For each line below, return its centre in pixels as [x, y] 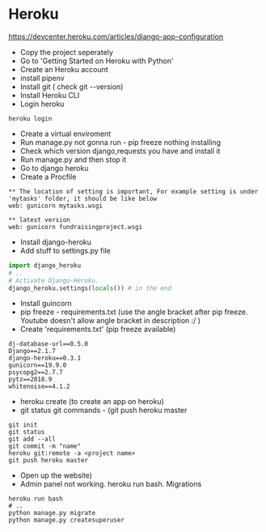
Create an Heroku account [64, 69]
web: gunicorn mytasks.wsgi [56, 206]
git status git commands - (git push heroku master [103, 411]
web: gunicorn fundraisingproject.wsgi [76, 227]
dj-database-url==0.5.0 [49, 344]
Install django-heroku [55, 242]
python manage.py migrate [52, 513]
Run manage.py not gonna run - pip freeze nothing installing [120, 142]
